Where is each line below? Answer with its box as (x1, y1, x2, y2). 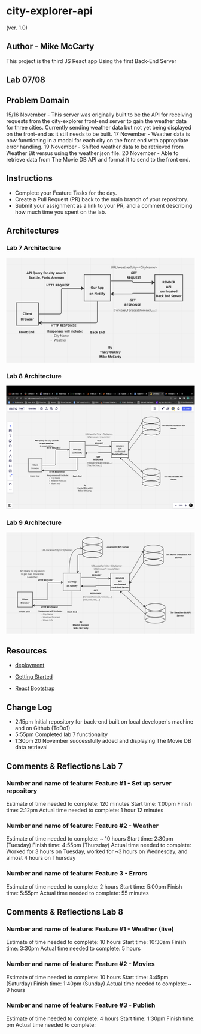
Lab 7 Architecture (6, 244, 62, 252)
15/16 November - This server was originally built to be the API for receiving (6, 111, 193, 118)
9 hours (6, 986, 26, 993)
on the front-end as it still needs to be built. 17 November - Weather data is (6, 130, 190, 138)
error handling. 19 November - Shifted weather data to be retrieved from (6, 143, 184, 150)
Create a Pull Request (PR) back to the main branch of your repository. (14, 195, 188, 202)
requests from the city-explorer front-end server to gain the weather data (6, 117, 187, 124)
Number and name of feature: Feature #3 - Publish (6, 1001, 156, 1009)
